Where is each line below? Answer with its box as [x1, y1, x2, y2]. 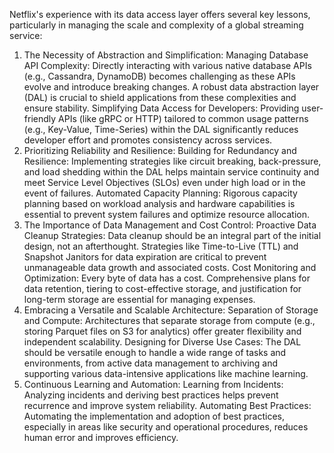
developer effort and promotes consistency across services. [23, 134, 273, 146]
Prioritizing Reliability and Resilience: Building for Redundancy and [23, 145, 297, 156]
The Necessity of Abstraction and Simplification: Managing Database [23, 49, 309, 61]
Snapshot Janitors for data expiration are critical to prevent [23, 251, 267, 263]
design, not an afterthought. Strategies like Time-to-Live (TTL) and [23, 240, 299, 252]
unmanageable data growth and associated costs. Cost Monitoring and [23, 262, 317, 273]
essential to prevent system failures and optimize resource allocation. [23, 209, 310, 220]
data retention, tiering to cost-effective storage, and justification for [23, 283, 302, 294]
